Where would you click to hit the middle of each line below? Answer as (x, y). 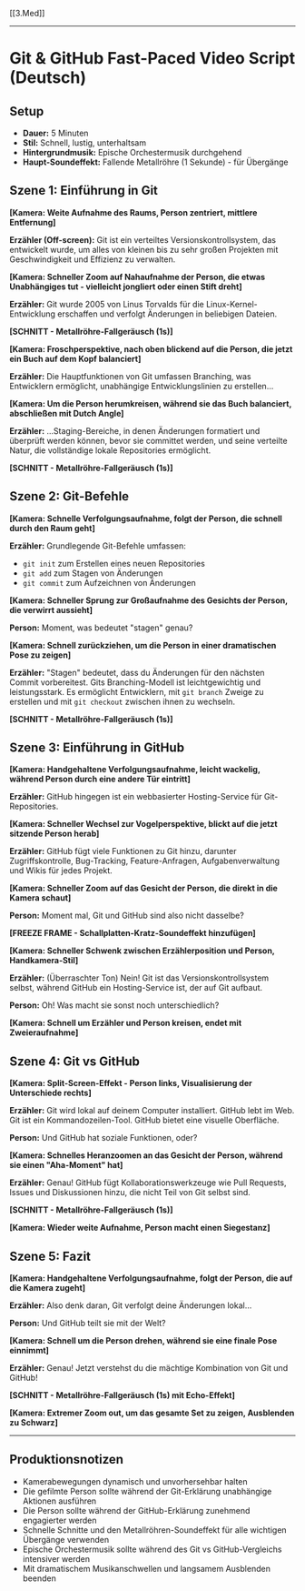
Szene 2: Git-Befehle (69, 496)
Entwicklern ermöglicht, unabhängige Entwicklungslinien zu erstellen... (142, 386)
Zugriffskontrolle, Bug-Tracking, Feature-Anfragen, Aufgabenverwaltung (144, 861)
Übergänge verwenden (66, 1539)
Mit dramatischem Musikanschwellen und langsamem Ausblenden (146, 1568)
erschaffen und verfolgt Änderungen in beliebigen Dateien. (167, 314)
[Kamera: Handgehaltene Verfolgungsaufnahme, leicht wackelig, (135, 770)
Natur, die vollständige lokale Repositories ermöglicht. (110, 450)
